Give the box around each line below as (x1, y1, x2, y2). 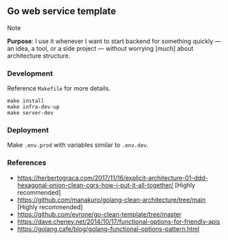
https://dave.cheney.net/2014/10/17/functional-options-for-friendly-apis (16, 217, 220, 226)
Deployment (7, 125, 49, 135)
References (7, 158, 47, 167)
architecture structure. (7, 51, 71, 60)
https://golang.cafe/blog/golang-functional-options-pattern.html (16, 224, 200, 232)
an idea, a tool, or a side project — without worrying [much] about (7, 44, 194, 52)
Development (7, 69, 54, 78)
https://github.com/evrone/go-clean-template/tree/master (16, 210, 182, 218)
